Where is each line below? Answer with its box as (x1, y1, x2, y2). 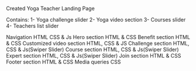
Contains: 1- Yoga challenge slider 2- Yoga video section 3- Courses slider (6, 16, 186, 23)
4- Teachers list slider (6, 23, 59, 29)
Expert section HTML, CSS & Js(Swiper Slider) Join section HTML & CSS (6, 52, 181, 59)
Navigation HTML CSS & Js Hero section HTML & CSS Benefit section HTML (6, 34, 190, 40)
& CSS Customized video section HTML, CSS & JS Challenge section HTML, (6, 40, 190, 47)
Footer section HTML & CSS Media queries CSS (6, 58, 121, 65)
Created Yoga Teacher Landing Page (6, 5, 95, 12)
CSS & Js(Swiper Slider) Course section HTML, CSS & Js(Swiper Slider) (6, 46, 180, 53)
